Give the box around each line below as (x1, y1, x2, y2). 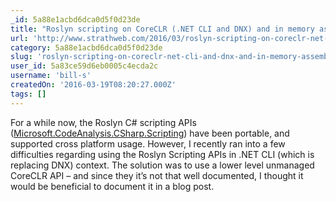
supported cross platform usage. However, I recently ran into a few (10, 137, 286, 150)
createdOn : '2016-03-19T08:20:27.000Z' (10, 80, 177, 90)
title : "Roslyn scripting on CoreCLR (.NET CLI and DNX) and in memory (10, 24, 315, 34)
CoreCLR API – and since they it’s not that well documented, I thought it (10, 169, 304, 181)
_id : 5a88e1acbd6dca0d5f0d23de (10, 14, 141, 25)
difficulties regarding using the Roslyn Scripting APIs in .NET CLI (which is (10, 148, 315, 160)
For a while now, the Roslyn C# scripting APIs (10, 116, 197, 128)
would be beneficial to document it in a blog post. (10, 180, 215, 192)
